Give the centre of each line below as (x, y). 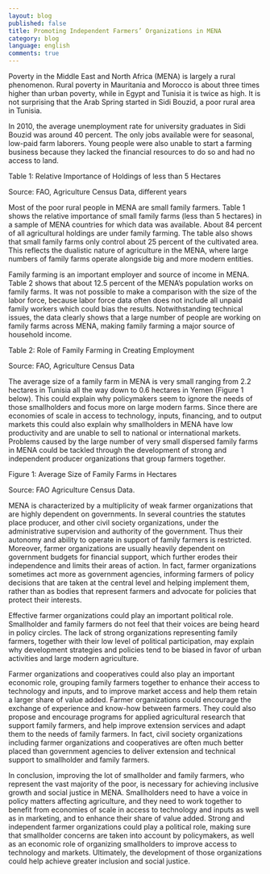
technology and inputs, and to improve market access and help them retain (133, 691)
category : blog (34, 38)
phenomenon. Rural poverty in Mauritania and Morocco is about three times (134, 85)
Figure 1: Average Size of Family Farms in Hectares (93, 474)
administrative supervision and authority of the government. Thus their (126, 531)
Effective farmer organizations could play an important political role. (121, 615)
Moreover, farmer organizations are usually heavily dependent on (117, 548)
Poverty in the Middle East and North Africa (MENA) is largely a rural (122, 76)
